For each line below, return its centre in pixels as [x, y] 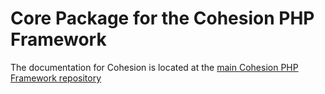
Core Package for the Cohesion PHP [162, 18]
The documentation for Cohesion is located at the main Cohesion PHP [154, 67]
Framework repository [56, 78]
